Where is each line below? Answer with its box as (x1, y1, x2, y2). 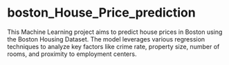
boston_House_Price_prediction (7, 5, 196, 21)
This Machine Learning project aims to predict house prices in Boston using (7, 28, 223, 36)
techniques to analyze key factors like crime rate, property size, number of (7, 42, 220, 50)
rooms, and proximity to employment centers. (7, 50, 137, 58)
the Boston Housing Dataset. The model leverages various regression (7, 35, 205, 43)
